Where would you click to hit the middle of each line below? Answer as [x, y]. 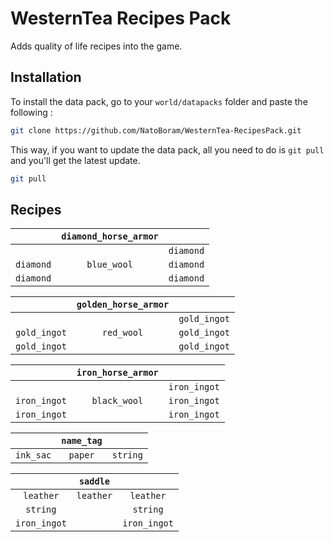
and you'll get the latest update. [75, 160]
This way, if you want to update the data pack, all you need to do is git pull [167, 149]
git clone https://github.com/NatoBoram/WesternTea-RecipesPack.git [156, 130]
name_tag [82, 441]
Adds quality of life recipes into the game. [96, 46]
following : [31, 112]
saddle [94, 481]
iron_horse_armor [117, 373]
